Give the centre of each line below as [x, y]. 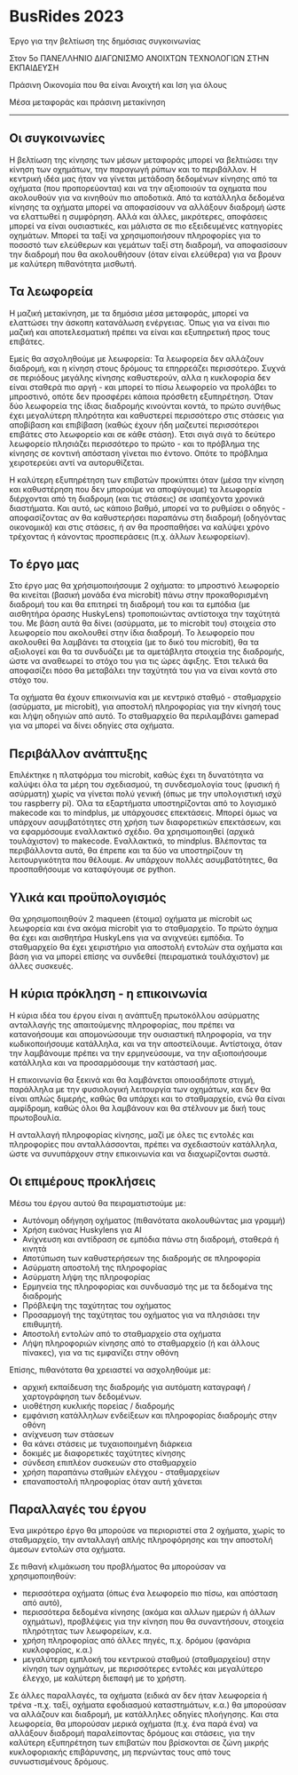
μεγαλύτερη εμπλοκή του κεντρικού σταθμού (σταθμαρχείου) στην [146, 1659]
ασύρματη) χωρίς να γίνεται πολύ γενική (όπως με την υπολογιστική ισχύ [145, 794]
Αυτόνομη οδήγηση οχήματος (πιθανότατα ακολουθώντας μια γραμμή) [153, 1220]
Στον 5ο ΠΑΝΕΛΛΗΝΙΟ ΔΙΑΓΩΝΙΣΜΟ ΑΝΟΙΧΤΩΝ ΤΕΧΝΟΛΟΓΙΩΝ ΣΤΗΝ [139, 58]
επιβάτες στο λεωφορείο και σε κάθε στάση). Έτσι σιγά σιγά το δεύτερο [142, 434]
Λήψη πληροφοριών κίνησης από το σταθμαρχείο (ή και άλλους [141, 1343]
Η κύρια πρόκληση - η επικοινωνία [108, 994]
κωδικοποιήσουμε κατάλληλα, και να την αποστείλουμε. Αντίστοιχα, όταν [146, 1043]
